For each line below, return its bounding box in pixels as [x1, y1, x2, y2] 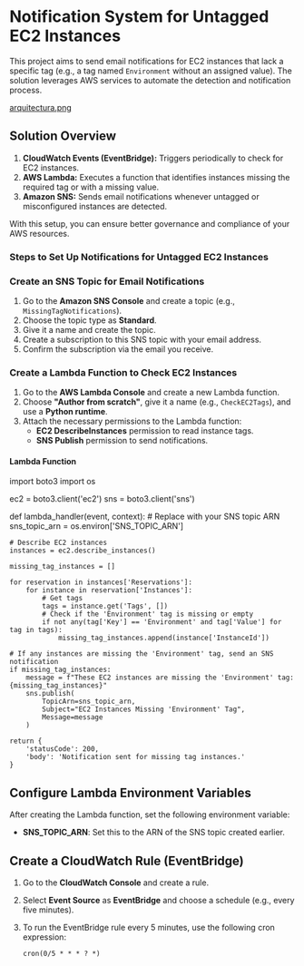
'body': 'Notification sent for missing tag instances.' [25, 753, 246, 762]
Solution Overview [9, 129, 116, 144]
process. [9, 84, 43, 95]
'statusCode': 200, [25, 745, 100, 754]
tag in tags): [9, 626, 64, 635]
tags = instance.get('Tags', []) [42, 601, 169, 611]
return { [9, 737, 43, 746]
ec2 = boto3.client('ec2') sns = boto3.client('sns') [9, 493, 195, 504]
